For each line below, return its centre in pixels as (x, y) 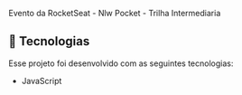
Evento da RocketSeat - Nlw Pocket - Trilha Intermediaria (115, 13)
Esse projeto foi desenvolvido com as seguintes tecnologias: (121, 63)
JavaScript (42, 81)
